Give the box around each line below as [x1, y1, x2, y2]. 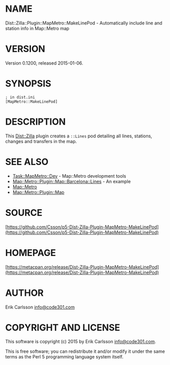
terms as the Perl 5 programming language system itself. [5, 354, 123, 360]
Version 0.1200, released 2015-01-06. [5, 60, 84, 66]
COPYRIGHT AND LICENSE [5, 322, 120, 333]
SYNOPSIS [5, 78, 52, 90]
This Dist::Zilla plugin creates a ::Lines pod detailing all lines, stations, [5, 133, 152, 139]
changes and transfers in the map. [5, 138, 77, 144]
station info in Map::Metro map [5, 25, 70, 31]
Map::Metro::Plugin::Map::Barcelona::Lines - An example [12, 178, 131, 184]
